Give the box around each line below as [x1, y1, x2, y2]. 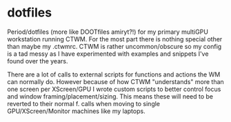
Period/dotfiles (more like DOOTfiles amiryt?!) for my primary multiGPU [7, 28, 209, 36]
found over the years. [7, 57, 68, 65]
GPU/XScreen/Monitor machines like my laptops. [7, 107, 146, 115]
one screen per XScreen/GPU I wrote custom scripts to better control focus [7, 85, 221, 93]
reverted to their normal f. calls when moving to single [7, 99, 161, 108]
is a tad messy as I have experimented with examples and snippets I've [7, 50, 209, 58]
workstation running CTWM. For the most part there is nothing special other [7, 34, 223, 43]
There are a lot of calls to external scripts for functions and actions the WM [7, 70, 221, 79]
